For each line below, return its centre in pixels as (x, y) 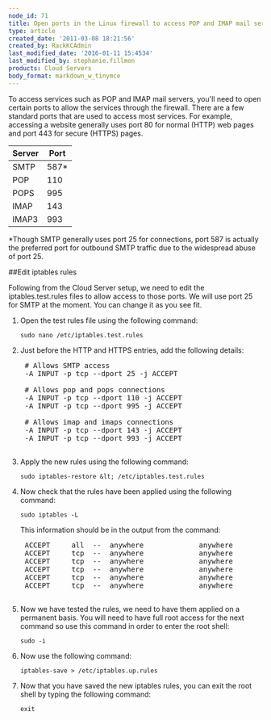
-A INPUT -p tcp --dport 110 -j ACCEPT (104, 398)
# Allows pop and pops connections (95, 389)
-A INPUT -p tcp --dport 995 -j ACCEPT (104, 406)
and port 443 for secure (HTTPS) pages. (76, 133)
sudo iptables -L (49, 515)
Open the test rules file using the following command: (109, 320)
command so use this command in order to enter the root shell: (125, 626)
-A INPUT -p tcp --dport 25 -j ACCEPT (101, 373)
